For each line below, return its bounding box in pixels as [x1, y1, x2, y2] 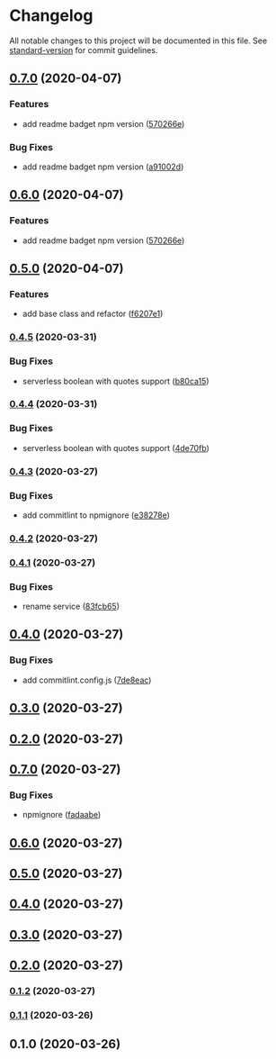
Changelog [9, 5, 93, 26]
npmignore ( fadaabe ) [22, 810, 102, 820]
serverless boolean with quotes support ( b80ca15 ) [22, 376, 209, 386]
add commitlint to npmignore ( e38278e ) [22, 510, 171, 520]
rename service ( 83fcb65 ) [22, 601, 120, 612]
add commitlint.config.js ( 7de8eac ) [22, 674, 152, 685]
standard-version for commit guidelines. [9, 44, 158, 55]
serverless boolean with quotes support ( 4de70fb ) [22, 442, 209, 453]
